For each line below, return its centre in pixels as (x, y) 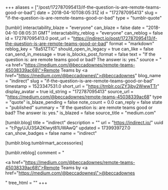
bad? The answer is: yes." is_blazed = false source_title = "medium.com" (81, 113)
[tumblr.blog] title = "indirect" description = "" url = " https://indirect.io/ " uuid (84, 123)
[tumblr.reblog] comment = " (35, 153)
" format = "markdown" (130, 44)
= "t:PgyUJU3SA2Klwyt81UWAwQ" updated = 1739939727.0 (68, 128)
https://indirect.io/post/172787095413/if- (115, 38)
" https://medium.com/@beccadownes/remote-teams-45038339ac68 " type (84, 97)
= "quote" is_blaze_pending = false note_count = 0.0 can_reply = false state (84, 102)
